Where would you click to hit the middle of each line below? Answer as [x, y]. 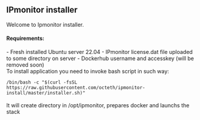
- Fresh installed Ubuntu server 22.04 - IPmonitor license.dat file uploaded [100, 52]
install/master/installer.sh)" [46, 93]
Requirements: [25, 38]
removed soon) [25, 65]
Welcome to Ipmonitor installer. [45, 24]
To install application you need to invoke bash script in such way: [88, 72]
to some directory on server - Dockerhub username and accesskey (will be [100, 58]
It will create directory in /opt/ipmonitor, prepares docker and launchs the [98, 105]
